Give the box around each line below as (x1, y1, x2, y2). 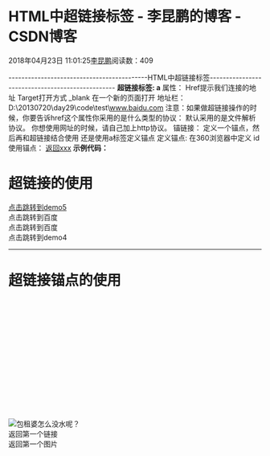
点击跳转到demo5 (8, 202, 67, 212)
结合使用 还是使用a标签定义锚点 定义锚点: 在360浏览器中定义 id (50, 133, 260, 142)
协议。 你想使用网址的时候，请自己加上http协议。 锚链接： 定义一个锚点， (8, 122, 253, 133)
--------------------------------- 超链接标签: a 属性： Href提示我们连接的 (8, 82, 250, 92)
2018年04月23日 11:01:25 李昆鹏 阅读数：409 (8, 55, 154, 65)
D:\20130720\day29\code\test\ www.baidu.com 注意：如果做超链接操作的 (8, 102, 251, 113)
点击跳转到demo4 (8, 232, 67, 242)
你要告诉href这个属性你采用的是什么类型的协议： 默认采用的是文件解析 (22, 113, 256, 122)
